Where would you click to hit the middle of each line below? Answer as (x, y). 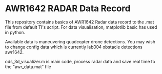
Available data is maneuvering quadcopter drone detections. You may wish (80, 41)
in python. (15, 32)
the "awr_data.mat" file (28, 67)
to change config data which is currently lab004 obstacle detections (74, 47)
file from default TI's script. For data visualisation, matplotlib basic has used (81, 27)
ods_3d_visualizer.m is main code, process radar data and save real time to (80, 61)
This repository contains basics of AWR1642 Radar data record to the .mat (80, 22)
